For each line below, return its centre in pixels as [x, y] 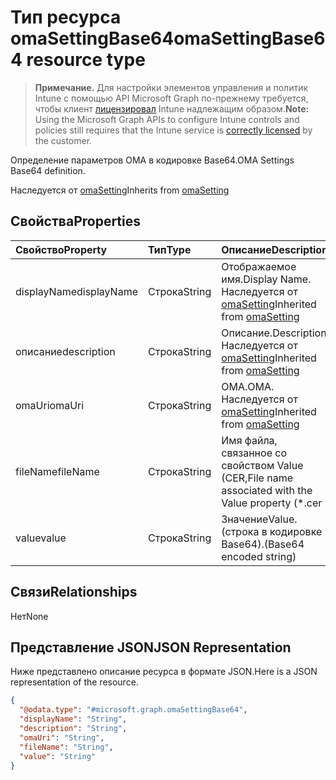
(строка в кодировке [272, 531]
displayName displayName [76, 291]
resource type [86, 60]
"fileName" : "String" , [66, 747]
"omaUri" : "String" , [62, 737]
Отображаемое [259, 266]
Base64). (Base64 [263, 544]
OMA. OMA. [248, 386]
